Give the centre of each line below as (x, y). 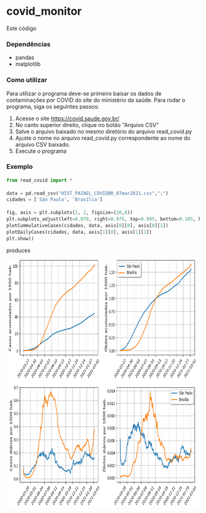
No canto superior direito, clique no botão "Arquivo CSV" (87, 125)
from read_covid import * (39, 180)
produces (18, 250)
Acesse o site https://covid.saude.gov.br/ (67, 118)
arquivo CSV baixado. (43, 144)
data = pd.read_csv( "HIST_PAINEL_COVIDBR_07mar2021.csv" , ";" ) (87, 193)
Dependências (29, 44)
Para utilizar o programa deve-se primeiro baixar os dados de (84, 93)
